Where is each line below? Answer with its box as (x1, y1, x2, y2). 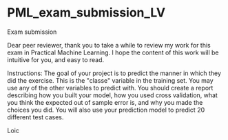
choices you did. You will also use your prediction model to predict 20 (7, 106, 205, 114)
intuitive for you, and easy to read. (7, 55, 105, 63)
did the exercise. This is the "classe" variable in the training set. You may (7, 76, 214, 84)
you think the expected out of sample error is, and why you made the (7, 98, 203, 106)
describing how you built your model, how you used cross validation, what (7, 91, 218, 99)
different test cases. (7, 112, 64, 121)
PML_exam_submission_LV (7, 5, 166, 21)
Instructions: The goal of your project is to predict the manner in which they (7, 69, 222, 77)
